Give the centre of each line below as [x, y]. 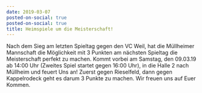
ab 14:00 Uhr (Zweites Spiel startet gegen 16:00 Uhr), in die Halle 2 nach [98, 66]
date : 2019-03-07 [28, 12]
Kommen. [18, 85]
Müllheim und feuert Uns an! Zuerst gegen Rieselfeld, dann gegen [89, 72]
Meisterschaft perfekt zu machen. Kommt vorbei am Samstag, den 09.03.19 [101, 59]
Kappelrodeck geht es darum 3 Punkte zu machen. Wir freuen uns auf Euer [101, 78]
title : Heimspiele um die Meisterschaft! [60, 29]
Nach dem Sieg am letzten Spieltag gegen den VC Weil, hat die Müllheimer [100, 46]
